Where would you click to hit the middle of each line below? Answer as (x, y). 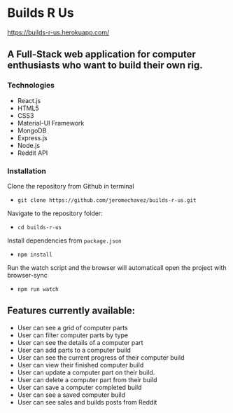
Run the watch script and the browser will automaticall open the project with (117, 267)
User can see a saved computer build (71, 395)
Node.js (29, 145)
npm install (35, 255)
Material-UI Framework (51, 123)
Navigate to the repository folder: (55, 213)
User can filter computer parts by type (72, 335)
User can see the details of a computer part (80, 342)
